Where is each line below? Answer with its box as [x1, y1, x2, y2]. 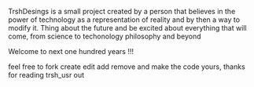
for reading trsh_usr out [8, 71, 85, 79]
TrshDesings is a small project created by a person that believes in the [8, 7, 236, 16]
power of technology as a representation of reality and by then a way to [8, 15, 241, 24]
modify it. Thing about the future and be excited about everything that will [8, 24, 247, 32]
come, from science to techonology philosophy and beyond [8, 31, 202, 41]
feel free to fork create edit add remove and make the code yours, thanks [8, 62, 245, 71]
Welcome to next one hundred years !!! [8, 47, 134, 56]
